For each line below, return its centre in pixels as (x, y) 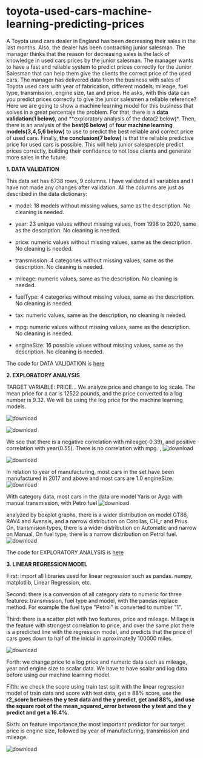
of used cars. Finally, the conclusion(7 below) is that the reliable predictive (100, 137)
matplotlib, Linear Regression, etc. (49, 582)
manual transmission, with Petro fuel (52, 502)
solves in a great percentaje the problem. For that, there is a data (87, 112)
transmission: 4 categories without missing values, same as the (94, 260)
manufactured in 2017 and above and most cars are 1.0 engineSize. (90, 478)
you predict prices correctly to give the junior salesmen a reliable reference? (101, 99)
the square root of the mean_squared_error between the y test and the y (99, 706)
